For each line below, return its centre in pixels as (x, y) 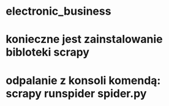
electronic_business (58, 11)
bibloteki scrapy (48, 52)
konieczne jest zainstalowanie (84, 40)
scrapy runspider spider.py (76, 93)
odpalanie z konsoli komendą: (83, 80)
